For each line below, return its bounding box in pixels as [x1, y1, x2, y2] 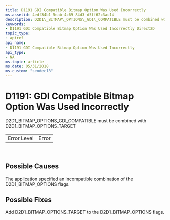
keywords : [5, 21, 26, 27]
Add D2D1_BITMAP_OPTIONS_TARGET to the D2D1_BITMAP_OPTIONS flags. [5, 209, 164, 215]
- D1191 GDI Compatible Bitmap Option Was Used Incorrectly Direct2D [5, 26, 155, 31]
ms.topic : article [5, 59, 44, 64]
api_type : [5, 50, 26, 55]
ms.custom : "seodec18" [5, 69, 53, 74]
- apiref [5, 36, 24, 41]
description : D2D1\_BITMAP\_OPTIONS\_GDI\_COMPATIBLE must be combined [5, 17, 159, 22]
